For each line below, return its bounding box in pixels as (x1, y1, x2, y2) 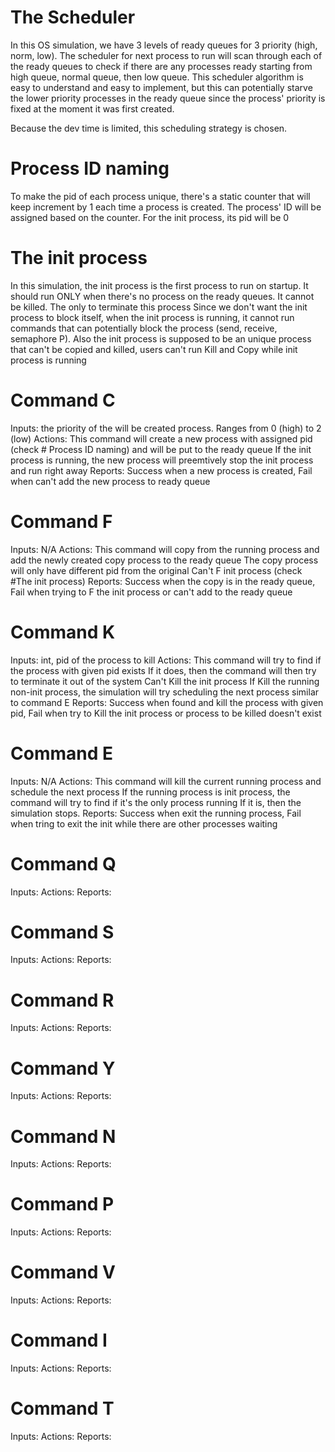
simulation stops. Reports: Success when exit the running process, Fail (10, 807, 302, 819)
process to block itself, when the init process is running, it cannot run (10, 311, 295, 323)
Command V (10, 1261, 116, 1284)
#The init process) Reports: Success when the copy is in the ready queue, (10, 575, 316, 587)
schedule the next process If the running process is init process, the (10, 786, 291, 798)
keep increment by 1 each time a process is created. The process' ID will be (10, 201, 322, 213)
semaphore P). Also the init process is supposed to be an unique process (10, 332, 312, 345)
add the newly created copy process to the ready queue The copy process (10, 554, 319, 566)
